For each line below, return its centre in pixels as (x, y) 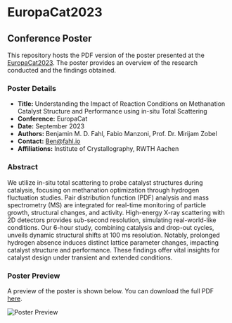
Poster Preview (34, 276)
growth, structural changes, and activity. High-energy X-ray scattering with (116, 212)
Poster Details (32, 88)
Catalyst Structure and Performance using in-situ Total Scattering (112, 111)
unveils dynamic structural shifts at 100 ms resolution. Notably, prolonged (114, 235)
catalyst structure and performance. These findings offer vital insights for (114, 250)
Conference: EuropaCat (52, 119)
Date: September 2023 (51, 126)
